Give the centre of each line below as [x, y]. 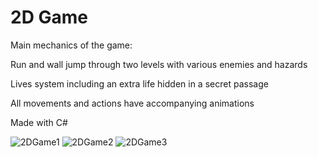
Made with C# [39, 122]
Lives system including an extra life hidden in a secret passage [139, 83]
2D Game [49, 17]
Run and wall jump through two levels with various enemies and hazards [159, 64]
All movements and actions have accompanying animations [132, 103]
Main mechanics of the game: [71, 45]
